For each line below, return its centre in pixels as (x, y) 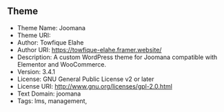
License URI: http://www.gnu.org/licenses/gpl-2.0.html (94, 86)
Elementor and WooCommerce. (62, 64)
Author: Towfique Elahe (50, 42)
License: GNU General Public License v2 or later (85, 79)
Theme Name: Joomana (51, 27)
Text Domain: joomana (49, 93)
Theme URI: (34, 35)
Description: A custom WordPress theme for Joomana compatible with (117, 57)
